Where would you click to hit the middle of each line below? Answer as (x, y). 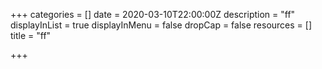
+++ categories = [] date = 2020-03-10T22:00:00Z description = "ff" (153, 14)
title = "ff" (31, 35)
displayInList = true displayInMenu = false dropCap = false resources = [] (161, 25)
